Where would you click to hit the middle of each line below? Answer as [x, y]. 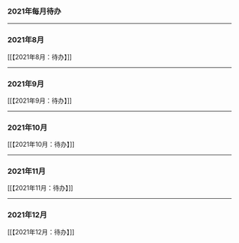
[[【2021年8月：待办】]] [40, 57]
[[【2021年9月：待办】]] [40, 100]
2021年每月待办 [34, 11]
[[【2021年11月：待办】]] [40, 188]
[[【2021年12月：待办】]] [41, 232]
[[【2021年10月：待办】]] [41, 145]
